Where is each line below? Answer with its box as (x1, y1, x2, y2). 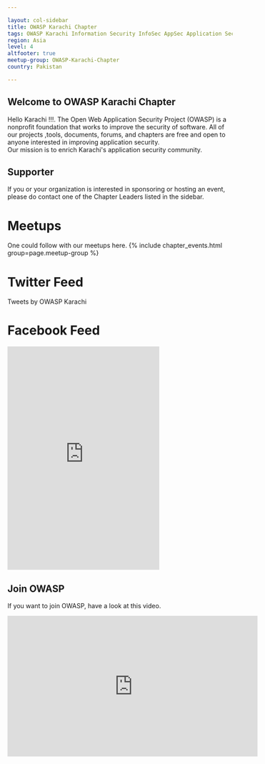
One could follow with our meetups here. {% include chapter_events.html (7, 241, 223, 250)
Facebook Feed (7, 322, 100, 339)
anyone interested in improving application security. (7, 137, 160, 147)
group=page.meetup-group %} (7, 249, 99, 257)
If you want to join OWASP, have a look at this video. (7, 602, 161, 610)
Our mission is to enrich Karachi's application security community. (7, 145, 202, 154)
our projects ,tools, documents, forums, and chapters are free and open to (7, 130, 226, 139)
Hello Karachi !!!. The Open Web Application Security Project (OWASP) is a (7, 115, 227, 124)
